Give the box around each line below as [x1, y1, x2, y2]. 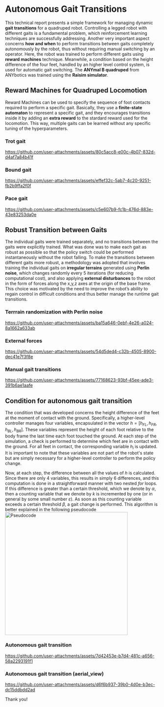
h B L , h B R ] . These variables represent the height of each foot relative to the [5, 427, 154, 433]
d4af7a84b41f [5, 154, 33, 160]
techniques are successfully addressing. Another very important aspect [5, 35, 150, 41]
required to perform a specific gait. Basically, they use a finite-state [5, 104, 142, 110]
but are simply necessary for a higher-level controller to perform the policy [5, 455, 156, 461]
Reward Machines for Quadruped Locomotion [5, 86, 147, 94]
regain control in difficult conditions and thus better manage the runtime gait [5, 291, 159, 297]
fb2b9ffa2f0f [5, 183, 31, 189]
